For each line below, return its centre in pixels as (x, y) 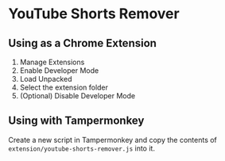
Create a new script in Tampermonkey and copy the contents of (112, 140)
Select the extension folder (64, 87)
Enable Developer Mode (59, 71)
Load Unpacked (46, 79)
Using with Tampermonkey (76, 121)
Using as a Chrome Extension (83, 43)
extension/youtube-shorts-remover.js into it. (81, 148)
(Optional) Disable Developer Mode (78, 96)
